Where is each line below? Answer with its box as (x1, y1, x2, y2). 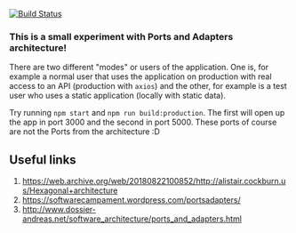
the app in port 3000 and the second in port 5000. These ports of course (9, 116, 277, 128)
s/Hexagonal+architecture (21, 185, 118, 196)
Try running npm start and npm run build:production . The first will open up (9, 108, 285, 118)
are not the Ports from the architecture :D (9, 126, 160, 137)
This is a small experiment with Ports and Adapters (9, 30, 234, 43)
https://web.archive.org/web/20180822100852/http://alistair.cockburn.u (21, 176, 286, 187)
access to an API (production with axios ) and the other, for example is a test (9, 81, 287, 92)
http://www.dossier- (21, 205, 96, 215)
